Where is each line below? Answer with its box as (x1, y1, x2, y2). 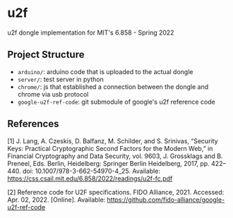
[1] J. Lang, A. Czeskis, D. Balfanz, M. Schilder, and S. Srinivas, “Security (7, 136, 218, 145)
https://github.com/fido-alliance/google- (107, 195, 225, 204)
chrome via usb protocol (17, 90, 89, 98)
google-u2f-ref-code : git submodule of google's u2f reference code (17, 97, 215, 106)
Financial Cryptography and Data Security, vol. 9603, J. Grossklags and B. (7, 152, 223, 160)
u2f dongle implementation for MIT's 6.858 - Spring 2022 (7, 28, 174, 37)
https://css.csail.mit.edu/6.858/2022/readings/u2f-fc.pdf (7, 174, 173, 183)
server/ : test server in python (17, 75, 104, 83)
